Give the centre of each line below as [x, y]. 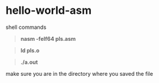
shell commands [26, 27]
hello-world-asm [48, 11]
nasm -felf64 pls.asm [48, 38]
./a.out [29, 62]
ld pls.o [30, 50]
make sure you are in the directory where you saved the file [79, 73]
